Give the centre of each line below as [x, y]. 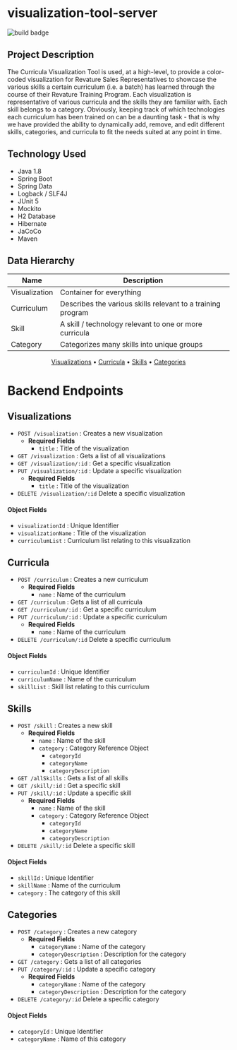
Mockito [29, 208]
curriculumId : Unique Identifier [63, 672]
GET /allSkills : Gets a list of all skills [73, 778]
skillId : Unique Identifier [55, 878]
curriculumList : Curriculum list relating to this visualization [104, 540]
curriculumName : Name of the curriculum [77, 679]
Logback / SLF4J [43, 193]
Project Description [51, 55]
